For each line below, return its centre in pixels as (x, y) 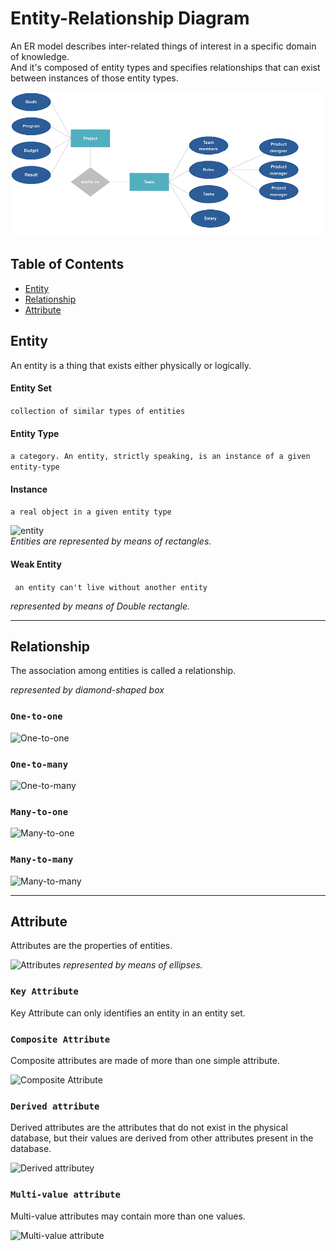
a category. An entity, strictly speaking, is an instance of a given (160, 457)
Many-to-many (42, 860)
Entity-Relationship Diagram (130, 18)
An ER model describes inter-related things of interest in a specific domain (163, 46)
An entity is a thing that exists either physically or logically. (131, 365)
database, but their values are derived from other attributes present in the (162, 1138)
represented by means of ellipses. (133, 965)
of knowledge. (40, 56)
